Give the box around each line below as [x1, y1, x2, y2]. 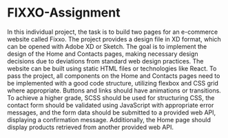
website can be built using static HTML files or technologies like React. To [7, 64, 217, 72]
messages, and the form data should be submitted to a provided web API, [7, 108, 216, 117]
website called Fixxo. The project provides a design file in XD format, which [7, 34, 222, 43]
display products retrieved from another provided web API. [7, 123, 174, 131]
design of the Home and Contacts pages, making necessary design [7, 50, 198, 58]
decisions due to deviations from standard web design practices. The [7, 57, 204, 65]
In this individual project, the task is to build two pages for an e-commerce [7, 28, 218, 36]
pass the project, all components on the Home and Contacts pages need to [7, 71, 220, 80]
